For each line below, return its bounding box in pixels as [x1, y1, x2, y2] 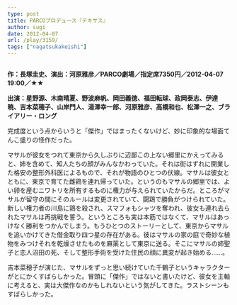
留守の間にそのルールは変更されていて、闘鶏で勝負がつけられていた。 [25, 195, 230, 203]
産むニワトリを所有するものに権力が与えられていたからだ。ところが [25, 186, 224, 194]
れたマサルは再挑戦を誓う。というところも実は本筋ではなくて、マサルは [7, 213, 218, 221]
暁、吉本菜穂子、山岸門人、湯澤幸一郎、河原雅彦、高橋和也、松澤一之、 [7, 103, 218, 111]
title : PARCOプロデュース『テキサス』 [7, 17, 108, 24]
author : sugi [7, 23, 46, 30]
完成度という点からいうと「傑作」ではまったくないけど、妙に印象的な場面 [7, 127, 224, 135]
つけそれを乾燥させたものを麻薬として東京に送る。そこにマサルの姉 [25, 239, 224, 248]
